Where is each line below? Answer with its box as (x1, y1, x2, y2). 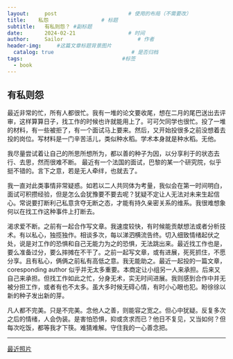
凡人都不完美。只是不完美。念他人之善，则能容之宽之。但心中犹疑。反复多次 (7, 306, 226, 315)
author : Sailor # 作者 (7, 36, 155, 43)
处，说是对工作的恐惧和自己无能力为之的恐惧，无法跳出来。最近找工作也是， (7, 240, 226, 248)
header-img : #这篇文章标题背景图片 (7, 42, 112, 49)
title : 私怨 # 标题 (7, 17, 119, 24)
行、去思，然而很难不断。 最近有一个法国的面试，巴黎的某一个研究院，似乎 (7, 158, 222, 166)
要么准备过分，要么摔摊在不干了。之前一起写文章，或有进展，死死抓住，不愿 (7, 248, 226, 256)
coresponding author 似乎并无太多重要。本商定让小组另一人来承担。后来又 (7, 265, 221, 274)
